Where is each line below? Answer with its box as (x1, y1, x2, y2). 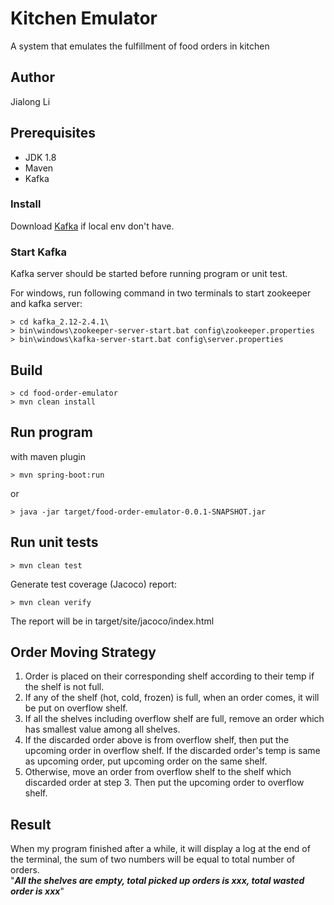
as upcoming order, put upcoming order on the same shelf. (24, 755, 268, 767)
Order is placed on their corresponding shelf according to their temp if (24, 670, 315, 682)
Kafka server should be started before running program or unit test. (10, 268, 288, 280)
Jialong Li (10, 95, 51, 107)
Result (10, 816, 52, 833)
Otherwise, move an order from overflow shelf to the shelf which (24, 766, 292, 778)
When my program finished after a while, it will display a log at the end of (10, 843, 311, 855)
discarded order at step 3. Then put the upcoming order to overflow (24, 777, 305, 789)
